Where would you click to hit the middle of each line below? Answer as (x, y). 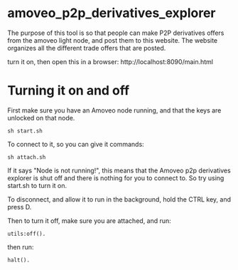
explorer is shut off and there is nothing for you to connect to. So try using (116, 178)
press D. (20, 207)
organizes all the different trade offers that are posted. (87, 48)
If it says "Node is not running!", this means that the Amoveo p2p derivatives (119, 170)
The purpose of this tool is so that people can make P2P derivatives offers (116, 33)
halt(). (19, 260)
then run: (21, 246)
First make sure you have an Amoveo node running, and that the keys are (114, 110)
